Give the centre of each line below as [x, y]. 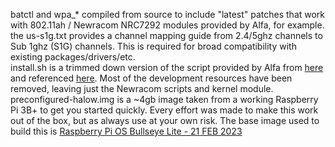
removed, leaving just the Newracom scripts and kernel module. [142, 88]
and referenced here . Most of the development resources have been [151, 78]
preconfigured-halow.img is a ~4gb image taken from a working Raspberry [164, 99]
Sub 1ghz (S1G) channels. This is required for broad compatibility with [153, 46]
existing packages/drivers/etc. [73, 57]
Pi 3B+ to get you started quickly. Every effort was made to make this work [164, 110]
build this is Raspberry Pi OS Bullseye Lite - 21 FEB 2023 [126, 131]
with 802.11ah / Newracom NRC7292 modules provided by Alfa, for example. [167, 25]
